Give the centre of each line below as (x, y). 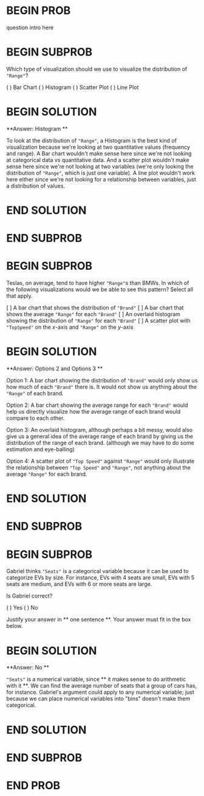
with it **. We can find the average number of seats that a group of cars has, (102, 686)
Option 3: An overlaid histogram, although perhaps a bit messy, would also (100, 430)
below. (15, 626)
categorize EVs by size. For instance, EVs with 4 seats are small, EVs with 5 (100, 578)
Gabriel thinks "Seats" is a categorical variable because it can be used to (97, 571)
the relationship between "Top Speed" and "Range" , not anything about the (99, 468)
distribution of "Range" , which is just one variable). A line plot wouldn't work (101, 173)
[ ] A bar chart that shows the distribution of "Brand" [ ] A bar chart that (95, 308)
